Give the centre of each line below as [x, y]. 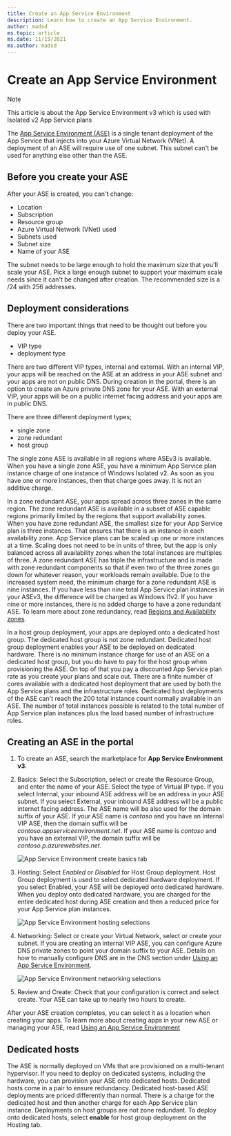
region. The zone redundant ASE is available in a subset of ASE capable [109, 509]
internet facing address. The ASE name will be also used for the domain [119, 809]
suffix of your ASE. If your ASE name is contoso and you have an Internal [120, 816]
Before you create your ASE [68, 177]
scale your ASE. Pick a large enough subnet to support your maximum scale [115, 272]
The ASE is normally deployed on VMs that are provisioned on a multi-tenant [116, 1066]
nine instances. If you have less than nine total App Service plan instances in [116, 589]
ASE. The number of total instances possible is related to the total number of [115, 706]
